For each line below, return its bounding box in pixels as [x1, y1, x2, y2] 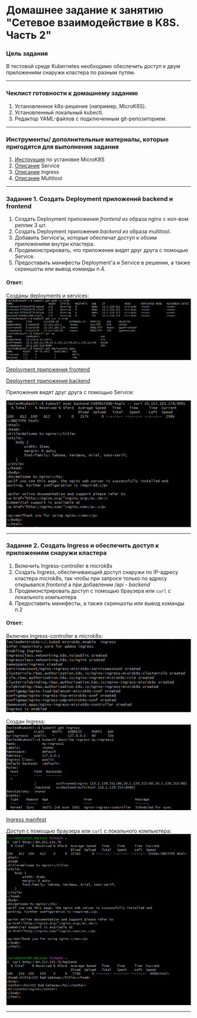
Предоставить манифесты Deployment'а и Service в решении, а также [14, 259, 191, 266]
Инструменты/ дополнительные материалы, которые [6, 135, 169, 143]
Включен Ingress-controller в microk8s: [6, 633, 103, 640]
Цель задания [6, 49, 48, 58]
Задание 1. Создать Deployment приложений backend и [6, 195, 173, 203]
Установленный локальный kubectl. [14, 109, 104, 116]
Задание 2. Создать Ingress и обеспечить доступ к [6, 542, 159, 550]
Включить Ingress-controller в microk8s [14, 562, 113, 569]
